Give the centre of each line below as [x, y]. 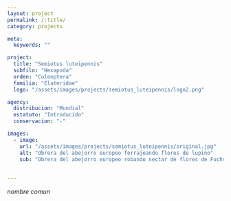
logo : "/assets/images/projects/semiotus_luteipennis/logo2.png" [109, 89]
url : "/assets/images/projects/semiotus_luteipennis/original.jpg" [118, 146]
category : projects [35, 26]
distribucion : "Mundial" [49, 108]
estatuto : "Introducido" [49, 115]
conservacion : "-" [40, 121]
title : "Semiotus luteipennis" [58, 64]
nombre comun [29, 191]
